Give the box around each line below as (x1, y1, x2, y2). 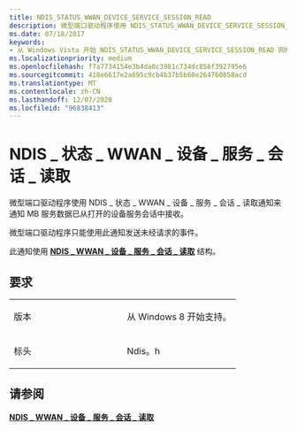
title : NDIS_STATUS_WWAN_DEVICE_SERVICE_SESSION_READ (9, 12, 212, 22)
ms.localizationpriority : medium (9, 54, 133, 63)
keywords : (9, 37, 46, 47)
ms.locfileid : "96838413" (9, 104, 104, 112)
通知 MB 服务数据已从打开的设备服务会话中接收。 (9, 209, 188, 219)
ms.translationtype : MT (9, 79, 97, 88)
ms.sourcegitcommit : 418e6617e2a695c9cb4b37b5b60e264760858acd (9, 71, 247, 80)
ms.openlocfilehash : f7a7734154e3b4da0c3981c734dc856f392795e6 (9, 63, 247, 72)
